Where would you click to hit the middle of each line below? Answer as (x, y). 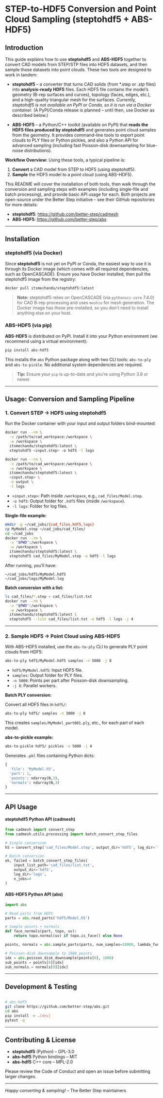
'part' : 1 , (20, 773)
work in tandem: (21, 75)
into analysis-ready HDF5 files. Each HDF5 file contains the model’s (80, 89)
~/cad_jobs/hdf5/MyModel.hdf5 (36, 574)
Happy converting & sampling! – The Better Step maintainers (66, 1091)
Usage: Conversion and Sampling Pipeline (70, 399)
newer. (24, 379)
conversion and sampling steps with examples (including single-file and (77, 189)
